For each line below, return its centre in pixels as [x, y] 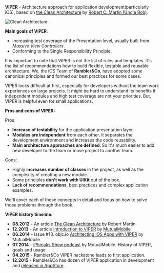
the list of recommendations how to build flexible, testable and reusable [77, 66]
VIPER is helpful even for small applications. [49, 101]
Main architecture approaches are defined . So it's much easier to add [83, 145]
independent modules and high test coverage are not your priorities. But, [78, 96]
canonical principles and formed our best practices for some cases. [73, 76]
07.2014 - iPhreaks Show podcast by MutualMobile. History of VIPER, [82, 245]
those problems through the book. [39, 205]
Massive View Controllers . [38, 46]
